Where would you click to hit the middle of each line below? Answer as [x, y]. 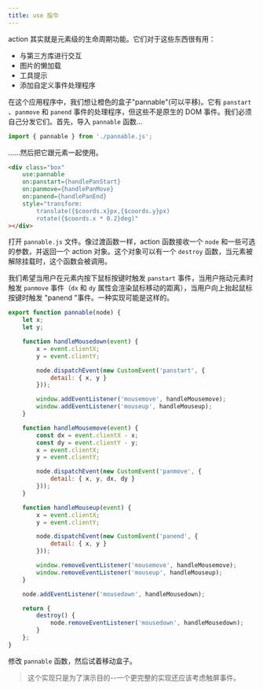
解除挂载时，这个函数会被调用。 [60, 261]
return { [37, 608]
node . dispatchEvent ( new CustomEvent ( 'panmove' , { [119, 472]
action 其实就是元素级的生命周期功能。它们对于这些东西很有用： [112, 39]
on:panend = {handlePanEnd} [65, 197]
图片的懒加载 [40, 65]
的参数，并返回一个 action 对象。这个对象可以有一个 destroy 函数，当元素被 [131, 252]
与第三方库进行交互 [51, 55]
